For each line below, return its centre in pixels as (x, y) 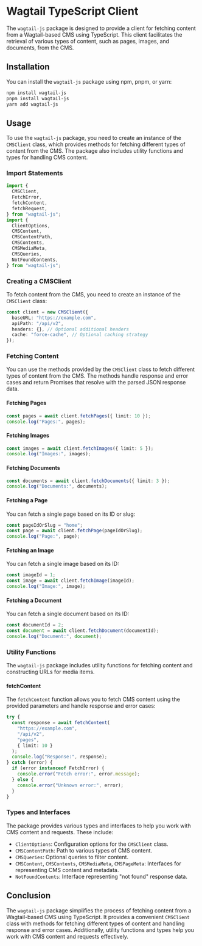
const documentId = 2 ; (35, 625)
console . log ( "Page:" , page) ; (43, 537)
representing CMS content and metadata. (67, 870)
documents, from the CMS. (40, 48)
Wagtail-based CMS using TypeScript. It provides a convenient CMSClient (98, 917)
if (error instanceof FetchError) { (58, 768)
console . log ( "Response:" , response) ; (60, 757)
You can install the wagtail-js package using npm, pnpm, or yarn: (89, 81)
